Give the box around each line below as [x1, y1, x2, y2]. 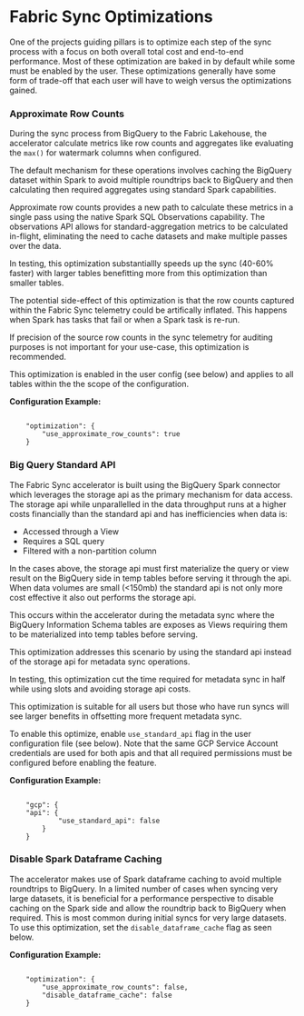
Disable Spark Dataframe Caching [9, 852, 162, 865]
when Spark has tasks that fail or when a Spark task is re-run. [9, 314, 240, 325]
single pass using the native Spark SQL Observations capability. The [9, 212, 266, 223]
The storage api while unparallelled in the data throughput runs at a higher [9, 498, 288, 510]
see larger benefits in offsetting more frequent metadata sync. [9, 711, 242, 722]
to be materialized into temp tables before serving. [9, 629, 198, 640]
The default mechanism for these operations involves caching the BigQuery [9, 165, 292, 176]
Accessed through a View [22, 525, 120, 537]
